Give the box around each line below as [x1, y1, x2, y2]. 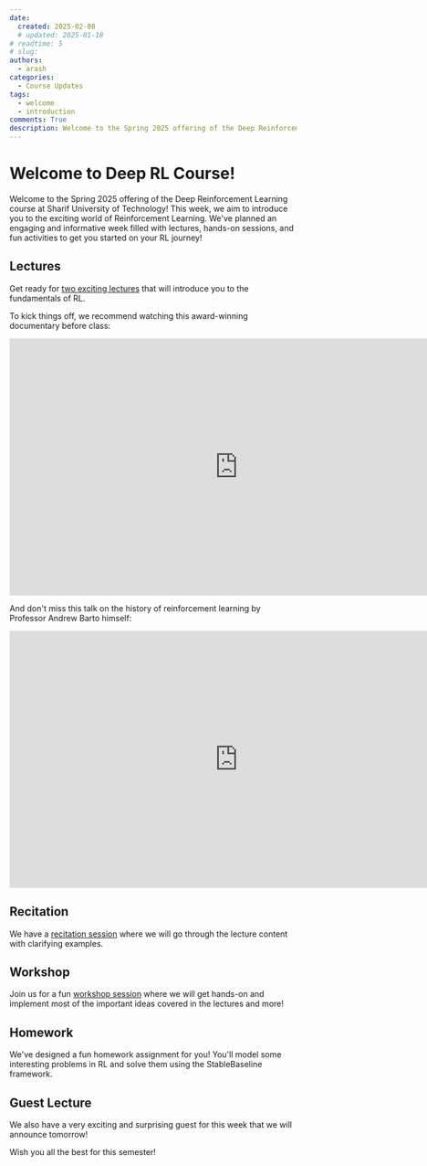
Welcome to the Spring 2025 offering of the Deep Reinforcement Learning [9, 193, 288, 204]
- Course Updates [17, 81, 84, 90]
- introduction [17, 107, 76, 116]
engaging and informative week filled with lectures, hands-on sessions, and [9, 222, 295, 233]
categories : [9, 73, 55, 82]
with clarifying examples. [9, 938, 104, 949]
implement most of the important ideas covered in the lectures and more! [9, 998, 285, 1010]
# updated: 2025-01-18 [17, 30, 104, 39]
